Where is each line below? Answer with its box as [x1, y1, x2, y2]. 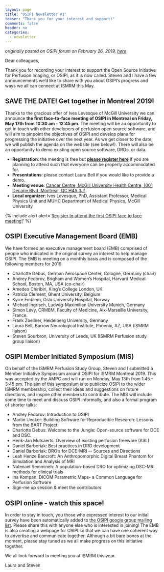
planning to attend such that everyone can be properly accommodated [12, 161, 155, 167]
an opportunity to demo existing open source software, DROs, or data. [5, 146, 147, 152]
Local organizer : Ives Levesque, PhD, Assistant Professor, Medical [12, 193, 147, 199]
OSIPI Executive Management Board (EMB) [5, 232, 138, 241]
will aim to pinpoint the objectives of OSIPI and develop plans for [5, 131, 136, 137]
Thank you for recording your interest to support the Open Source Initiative [5, 67, 156, 73]
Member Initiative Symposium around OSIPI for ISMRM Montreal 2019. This [5, 371, 156, 376]
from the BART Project [12, 422, 58, 428]
